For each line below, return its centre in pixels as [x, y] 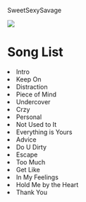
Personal [29, 117]
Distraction [32, 86]
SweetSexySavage [35, 10]
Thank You [32, 192]
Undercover [33, 101]
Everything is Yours [44, 132]
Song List [35, 52]
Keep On [29, 79]
